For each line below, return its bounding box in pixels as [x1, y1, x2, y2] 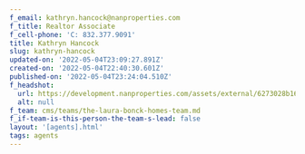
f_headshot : [9, 81, 54, 90]
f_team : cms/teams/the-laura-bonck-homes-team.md [9, 106, 202, 115]
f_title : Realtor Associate [9, 22, 116, 31]
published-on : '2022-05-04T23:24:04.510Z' [9, 72, 172, 82]
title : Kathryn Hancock [9, 38, 100, 48]
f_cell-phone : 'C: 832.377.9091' [9, 30, 136, 39]
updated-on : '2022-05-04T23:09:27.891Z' [9, 55, 165, 64]
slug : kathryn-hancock [9, 47, 95, 56]
